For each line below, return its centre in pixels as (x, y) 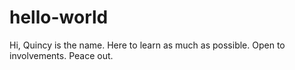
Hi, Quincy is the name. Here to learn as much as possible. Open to (147, 45)
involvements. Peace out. (61, 55)
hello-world (59, 17)
